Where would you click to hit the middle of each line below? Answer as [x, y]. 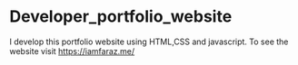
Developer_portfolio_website [121, 17]
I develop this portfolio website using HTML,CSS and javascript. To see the [149, 42]
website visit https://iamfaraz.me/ [72, 51]
